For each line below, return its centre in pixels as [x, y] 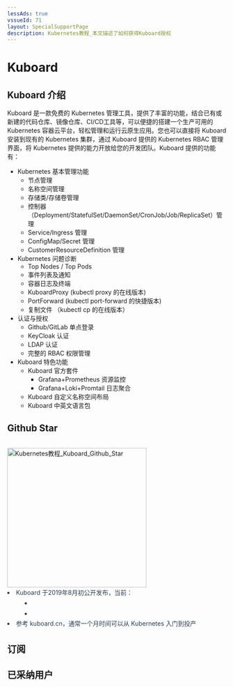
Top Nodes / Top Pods [60, 266]
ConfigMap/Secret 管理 [61, 241]
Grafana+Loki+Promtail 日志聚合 [84, 388]
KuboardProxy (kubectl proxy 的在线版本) [87, 292]
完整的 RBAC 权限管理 [59, 354]
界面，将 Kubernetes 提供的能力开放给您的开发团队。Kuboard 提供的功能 [112, 148]
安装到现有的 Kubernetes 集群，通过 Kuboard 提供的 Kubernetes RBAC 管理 [115, 139]
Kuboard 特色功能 [42, 362]
